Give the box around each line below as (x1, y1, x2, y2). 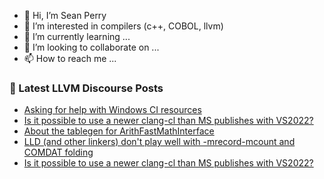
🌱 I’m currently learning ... (23, 31, 131, 42)
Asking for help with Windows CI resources (23, 104, 202, 116)
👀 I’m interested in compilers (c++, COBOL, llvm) (23, 20, 224, 32)
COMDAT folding (23, 146, 94, 159)
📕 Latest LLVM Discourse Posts (9, 81, 164, 95)
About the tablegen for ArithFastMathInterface (23, 125, 215, 137)
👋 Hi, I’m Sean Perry (23, 10, 107, 21)
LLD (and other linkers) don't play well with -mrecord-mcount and (23, 136, 296, 148)
